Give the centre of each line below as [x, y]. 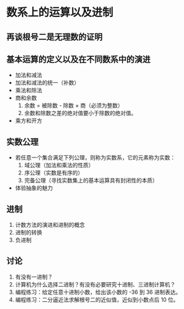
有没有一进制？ [34, 277]
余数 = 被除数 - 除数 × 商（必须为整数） [74, 106]
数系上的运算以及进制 [60, 12]
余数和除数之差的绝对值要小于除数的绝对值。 [80, 113]
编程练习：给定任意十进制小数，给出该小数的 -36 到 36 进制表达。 [98, 292]
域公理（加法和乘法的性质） [59, 165]
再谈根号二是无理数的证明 [54, 37]
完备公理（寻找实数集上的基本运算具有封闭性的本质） [91, 181]
